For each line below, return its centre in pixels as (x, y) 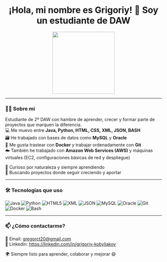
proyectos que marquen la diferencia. (43, 125)
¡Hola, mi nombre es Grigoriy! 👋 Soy (83, 10)
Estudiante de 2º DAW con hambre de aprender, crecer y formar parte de (80, 120)
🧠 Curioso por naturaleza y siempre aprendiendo (55, 167)
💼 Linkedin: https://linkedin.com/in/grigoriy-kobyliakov (61, 244)
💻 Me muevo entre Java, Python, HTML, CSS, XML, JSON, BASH (73, 131)
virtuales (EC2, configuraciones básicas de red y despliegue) (68, 158)
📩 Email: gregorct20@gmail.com (38, 239)
